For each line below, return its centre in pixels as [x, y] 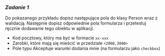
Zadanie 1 [17, 7]
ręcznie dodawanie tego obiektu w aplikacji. [50, 28]
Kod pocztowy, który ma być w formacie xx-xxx [60, 38]
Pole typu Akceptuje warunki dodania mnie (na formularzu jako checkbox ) [86, 49]
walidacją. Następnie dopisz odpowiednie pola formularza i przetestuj [76, 23]
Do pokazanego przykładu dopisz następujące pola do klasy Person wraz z [81, 18]
